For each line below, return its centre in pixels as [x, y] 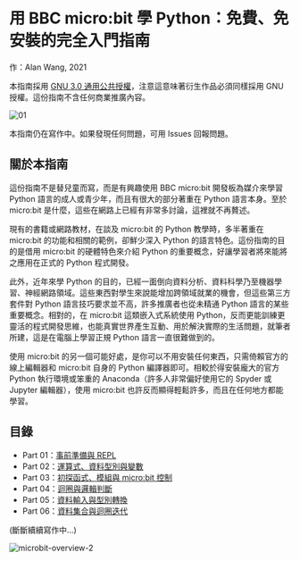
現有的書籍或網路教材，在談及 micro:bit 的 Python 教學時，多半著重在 [137, 229]
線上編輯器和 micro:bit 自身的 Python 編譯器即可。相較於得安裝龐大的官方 [144, 367]
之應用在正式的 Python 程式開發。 [71, 262]
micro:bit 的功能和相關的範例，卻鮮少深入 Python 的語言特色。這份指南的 [144, 240]
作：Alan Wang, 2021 [48, 67]
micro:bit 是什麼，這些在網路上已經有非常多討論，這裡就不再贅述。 [132, 210]
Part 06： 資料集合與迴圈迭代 [75, 511]
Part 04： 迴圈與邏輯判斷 [67, 489]
